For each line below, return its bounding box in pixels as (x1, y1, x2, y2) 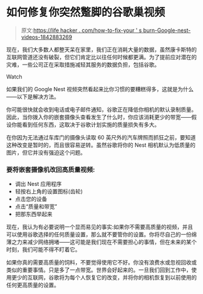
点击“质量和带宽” (14, 203, 57, 210)
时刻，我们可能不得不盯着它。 (6, 246, 80, 254)
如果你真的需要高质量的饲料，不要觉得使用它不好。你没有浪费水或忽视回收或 (6, 259, 197, 266)
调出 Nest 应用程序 (14, 181, 62, 188)
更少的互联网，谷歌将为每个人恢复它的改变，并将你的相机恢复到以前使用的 (11, 274, 197, 281)
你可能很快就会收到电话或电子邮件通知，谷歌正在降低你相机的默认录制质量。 (6, 106, 197, 113)
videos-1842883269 (21, 33, 72, 40)
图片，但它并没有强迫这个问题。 (6, 149, 86, 156)
